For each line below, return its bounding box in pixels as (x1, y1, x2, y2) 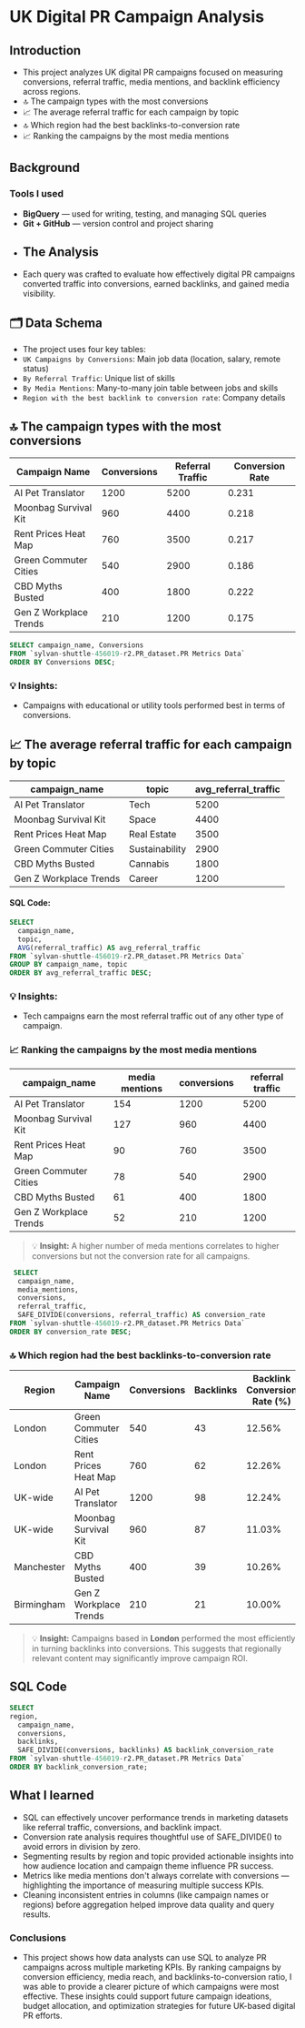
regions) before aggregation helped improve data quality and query (22, 1899, 275, 1910)
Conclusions (9, 1932, 66, 1944)
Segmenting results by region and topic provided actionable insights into (22, 1851, 294, 1861)
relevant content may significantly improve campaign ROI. (31, 1653, 248, 1664)
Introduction (9, 43, 82, 58)
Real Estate (128, 827, 177, 840)
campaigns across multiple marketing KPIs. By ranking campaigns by (22, 1962, 281, 1972)
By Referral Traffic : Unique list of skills (22, 373, 175, 384)
